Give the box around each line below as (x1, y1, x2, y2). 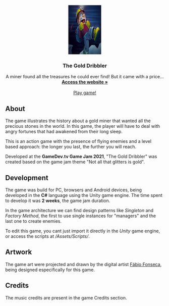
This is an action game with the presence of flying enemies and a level (5, 138, 152, 144)
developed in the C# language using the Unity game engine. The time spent (5, 192, 163, 198)
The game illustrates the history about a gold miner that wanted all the (5, 118, 151, 124)
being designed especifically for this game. (5, 267, 95, 273)
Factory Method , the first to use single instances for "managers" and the (5, 213, 156, 219)
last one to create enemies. (5, 218, 62, 224)
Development (5, 173, 49, 182)
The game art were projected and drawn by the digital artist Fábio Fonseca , (5, 261, 162, 267)
